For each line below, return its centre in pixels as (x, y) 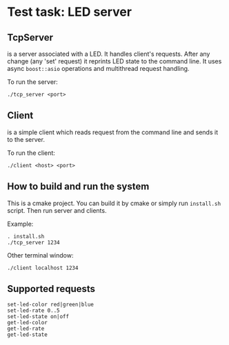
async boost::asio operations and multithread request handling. (98, 69)
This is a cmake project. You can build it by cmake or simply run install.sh (114, 203)
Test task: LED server (70, 12)
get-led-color (28, 323)
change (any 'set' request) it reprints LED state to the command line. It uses (114, 61)
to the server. (26, 139)
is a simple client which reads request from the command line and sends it (113, 132)
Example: (20, 224)
